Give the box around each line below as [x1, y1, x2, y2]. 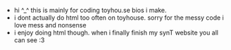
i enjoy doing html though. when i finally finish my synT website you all [13, 28, 218, 37]
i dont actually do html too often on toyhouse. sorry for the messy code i [13, 13, 224, 22]
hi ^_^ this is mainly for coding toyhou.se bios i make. [13, 6, 167, 14]
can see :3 [13, 36, 45, 44]
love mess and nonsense [13, 21, 87, 29]
